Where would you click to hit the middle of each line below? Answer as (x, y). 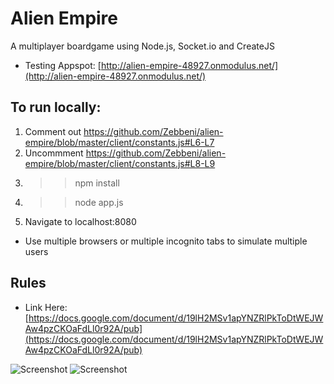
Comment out (53, 131)
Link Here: (46, 307)
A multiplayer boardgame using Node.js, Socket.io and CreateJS (142, 46)
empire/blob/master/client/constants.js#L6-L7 (119, 142)
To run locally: (56, 107)
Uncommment (54, 153)
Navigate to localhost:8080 (80, 221)
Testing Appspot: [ (63, 65)
